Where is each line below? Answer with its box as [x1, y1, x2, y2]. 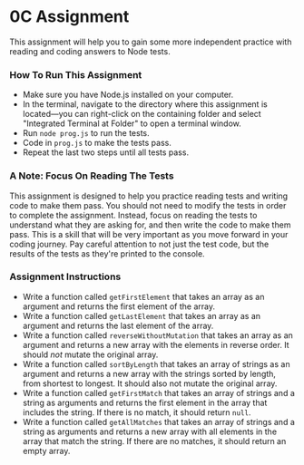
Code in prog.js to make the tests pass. [22, 138, 172, 149]
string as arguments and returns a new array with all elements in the [22, 426, 278, 437]
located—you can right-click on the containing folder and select [22, 109, 261, 120]
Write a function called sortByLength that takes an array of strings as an [22, 358, 290, 369]
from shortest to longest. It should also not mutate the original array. [22, 378, 278, 389]
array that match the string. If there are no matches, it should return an [22, 435, 287, 446]
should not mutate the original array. [22, 349, 159, 360]
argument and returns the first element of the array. [22, 301, 216, 312]
